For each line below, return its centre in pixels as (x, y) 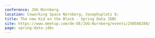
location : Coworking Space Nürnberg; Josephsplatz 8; (62, 14)
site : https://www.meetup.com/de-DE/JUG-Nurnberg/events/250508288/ (77, 23)
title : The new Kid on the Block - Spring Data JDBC (61, 19)
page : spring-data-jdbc (29, 28)
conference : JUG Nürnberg (31, 10)
